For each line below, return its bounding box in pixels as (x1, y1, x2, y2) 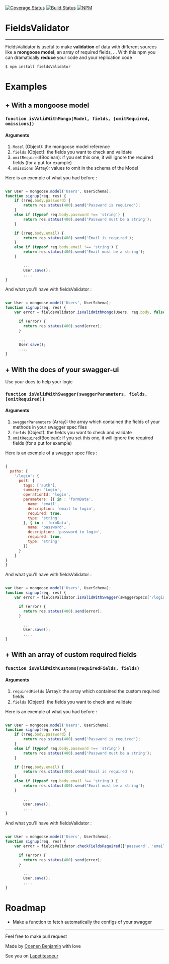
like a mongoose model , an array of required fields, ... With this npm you (5, 49, 156, 55)
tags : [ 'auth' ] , (23, 483, 57, 488)
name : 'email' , (27, 502, 59, 507)
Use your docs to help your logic (5, 378, 73, 385)
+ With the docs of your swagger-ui (5, 365, 119, 374)
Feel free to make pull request (5, 933, 67, 939)
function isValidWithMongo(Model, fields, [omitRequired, (5, 116, 150, 122)
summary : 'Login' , (23, 488, 62, 493)
